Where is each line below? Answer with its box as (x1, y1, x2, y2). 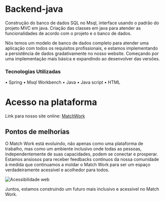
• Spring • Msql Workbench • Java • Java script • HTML (5, 79, 121, 85)
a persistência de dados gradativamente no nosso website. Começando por (5, 50, 159, 56)
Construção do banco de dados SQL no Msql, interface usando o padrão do (5, 20, 159, 26)
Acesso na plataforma (5, 97, 98, 108)
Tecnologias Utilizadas (5, 68, 61, 75)
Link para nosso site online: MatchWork (5, 113, 85, 119)
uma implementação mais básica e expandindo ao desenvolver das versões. (5, 55, 160, 61)
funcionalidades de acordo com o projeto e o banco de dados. (5, 30, 132, 36)
